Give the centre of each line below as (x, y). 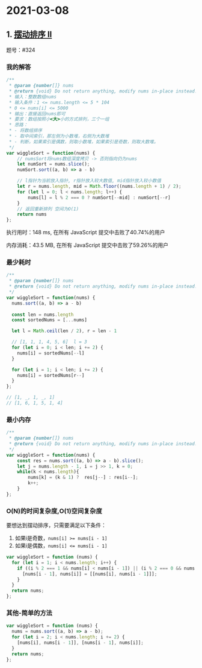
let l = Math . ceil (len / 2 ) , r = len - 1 (64, 331)
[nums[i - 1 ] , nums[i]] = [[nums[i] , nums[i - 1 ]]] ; (90, 574)
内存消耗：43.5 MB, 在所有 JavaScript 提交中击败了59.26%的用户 (87, 245)
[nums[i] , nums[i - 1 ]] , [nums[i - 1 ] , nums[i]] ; (81, 643)
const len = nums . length (43, 315)
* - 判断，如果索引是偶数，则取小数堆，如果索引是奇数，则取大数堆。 (84, 142)
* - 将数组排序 (26, 130)
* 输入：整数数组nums (33, 97)
